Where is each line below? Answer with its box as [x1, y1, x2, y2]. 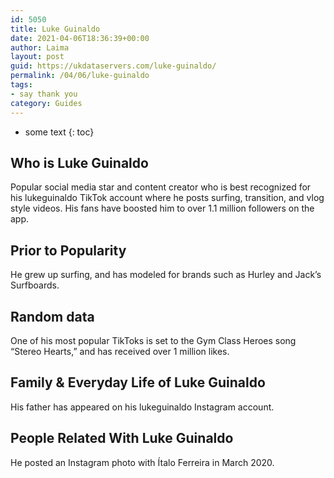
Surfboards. [10, 279, 60, 291]
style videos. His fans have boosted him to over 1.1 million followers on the [10, 202, 315, 215]
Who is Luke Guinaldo [10, 154, 149, 171]
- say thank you [10, 89, 78, 99]
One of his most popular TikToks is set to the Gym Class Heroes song [10, 334, 297, 346]
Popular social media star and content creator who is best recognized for [10, 181, 312, 193]
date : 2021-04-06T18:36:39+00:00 [10, 33, 150, 43]
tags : [10, 80, 33, 90]
